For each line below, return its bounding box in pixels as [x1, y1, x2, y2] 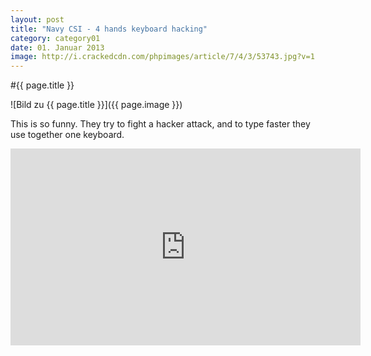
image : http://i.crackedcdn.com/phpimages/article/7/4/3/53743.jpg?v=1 [10, 52, 315, 62]
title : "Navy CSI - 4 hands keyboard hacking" [10, 24, 208, 34]
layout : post [10, 14, 65, 25]
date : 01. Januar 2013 [10, 42, 105, 53]
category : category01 [10, 33, 101, 43]
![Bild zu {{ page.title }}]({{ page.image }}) [10, 99, 183, 111]
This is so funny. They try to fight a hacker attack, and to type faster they [10, 118, 311, 130]
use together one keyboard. [10, 129, 125, 141]
